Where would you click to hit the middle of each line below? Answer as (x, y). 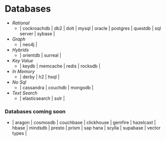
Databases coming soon (35, 111)
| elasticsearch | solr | (42, 98)
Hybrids (20, 50)
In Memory (23, 71)
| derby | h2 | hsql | (39, 77)
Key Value (23, 60)
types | (19, 133)
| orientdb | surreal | (40, 55)
